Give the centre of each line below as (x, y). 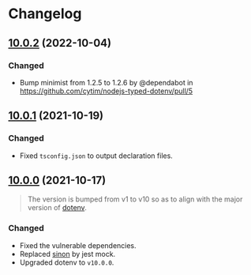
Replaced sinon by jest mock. (67, 254)
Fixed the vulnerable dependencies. (78, 245)
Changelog (45, 14)
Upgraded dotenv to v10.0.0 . (67, 262)
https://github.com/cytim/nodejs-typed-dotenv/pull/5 (106, 91)
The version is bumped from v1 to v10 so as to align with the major (135, 199)
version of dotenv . (57, 208)
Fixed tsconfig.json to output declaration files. (96, 156)
